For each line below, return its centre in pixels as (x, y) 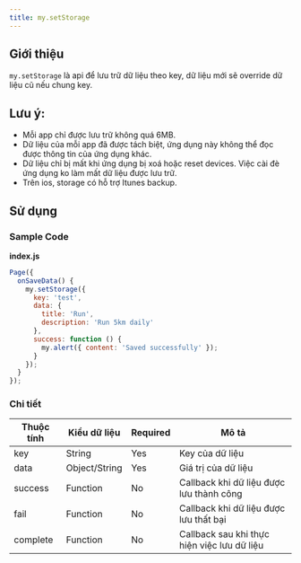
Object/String (94, 468)
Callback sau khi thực (224, 534)
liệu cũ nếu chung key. (51, 85)
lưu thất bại (202, 520)
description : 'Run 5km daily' (98, 323)
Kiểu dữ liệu (94, 433)
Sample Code (39, 236)
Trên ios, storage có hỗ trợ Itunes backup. (99, 183)
